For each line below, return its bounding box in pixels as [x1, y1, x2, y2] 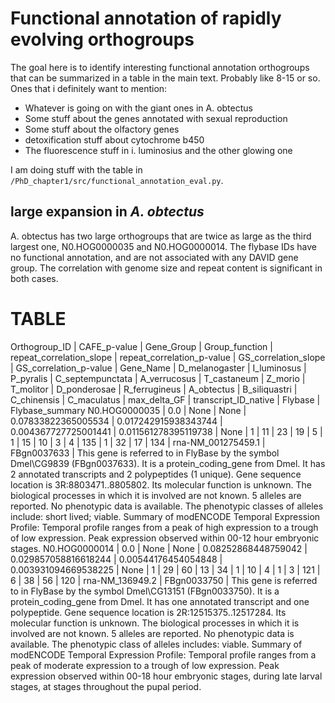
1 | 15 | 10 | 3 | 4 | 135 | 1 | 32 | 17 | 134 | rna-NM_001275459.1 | [10, 436, 266, 448]
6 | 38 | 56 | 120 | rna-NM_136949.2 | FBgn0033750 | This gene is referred [10, 574, 318, 586]
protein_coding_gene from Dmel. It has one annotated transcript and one [10, 595, 310, 607]
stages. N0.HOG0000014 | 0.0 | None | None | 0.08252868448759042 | [10, 542, 308, 554]
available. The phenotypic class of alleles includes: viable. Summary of [10, 638, 303, 650]
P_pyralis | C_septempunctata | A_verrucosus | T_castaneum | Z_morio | [10, 372, 306, 384]
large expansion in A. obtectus [10, 203, 205, 221]
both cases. [10, 272, 59, 284]
